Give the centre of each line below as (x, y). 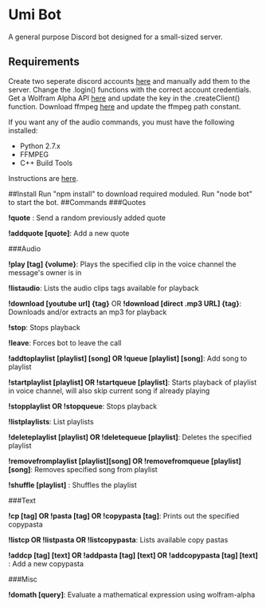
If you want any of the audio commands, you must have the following (121, 122)
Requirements (44, 62)
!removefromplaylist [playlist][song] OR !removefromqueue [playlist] (125, 461)
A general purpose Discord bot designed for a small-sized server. (115, 37)
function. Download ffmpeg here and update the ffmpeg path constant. (125, 106)
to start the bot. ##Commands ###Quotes (77, 202)
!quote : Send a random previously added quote (87, 218)
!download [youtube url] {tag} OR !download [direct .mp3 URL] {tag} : (125, 303)
